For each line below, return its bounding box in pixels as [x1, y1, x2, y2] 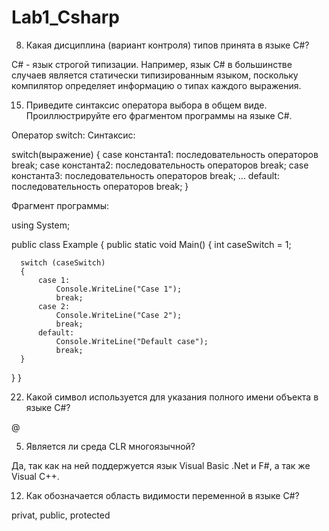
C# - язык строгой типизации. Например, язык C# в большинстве [11, 58, 293, 70]
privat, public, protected [11, 509, 111, 521]
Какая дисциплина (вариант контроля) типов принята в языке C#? [25, 39, 310, 51]
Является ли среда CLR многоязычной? [25, 440, 196, 452]
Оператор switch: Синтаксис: [11, 129, 136, 141]
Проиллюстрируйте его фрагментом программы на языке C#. [25, 109, 293, 121]
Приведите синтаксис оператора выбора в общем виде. [25, 99, 268, 111]
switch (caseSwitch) [20, 257, 106, 268]
